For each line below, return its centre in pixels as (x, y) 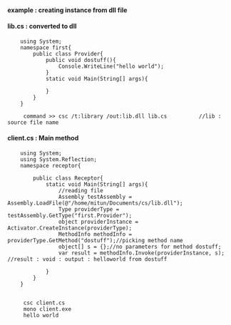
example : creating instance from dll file (67, 10)
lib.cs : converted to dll (42, 26)
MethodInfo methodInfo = (95, 234)
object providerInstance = (98, 222)
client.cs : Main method (43, 138)
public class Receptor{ (68, 178)
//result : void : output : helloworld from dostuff (87, 259)
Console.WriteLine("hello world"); (111, 66)
